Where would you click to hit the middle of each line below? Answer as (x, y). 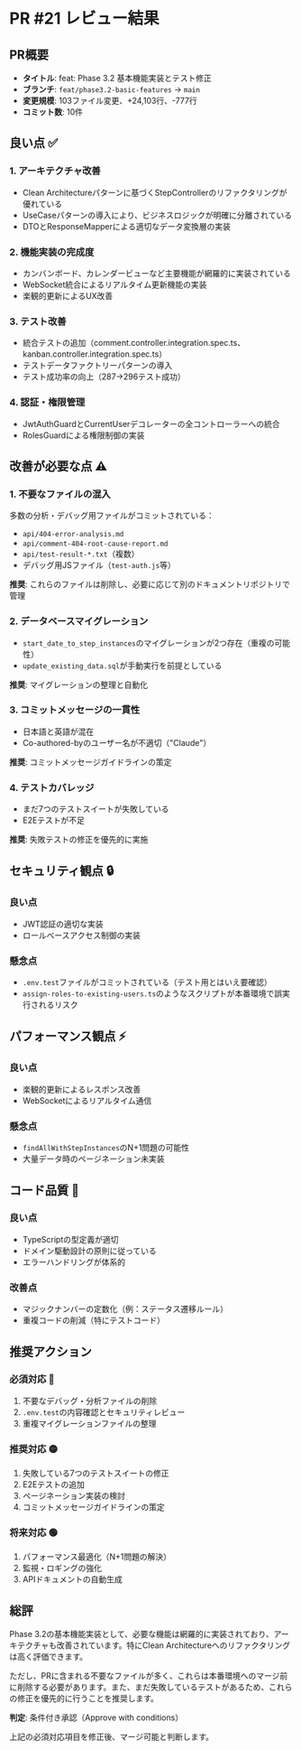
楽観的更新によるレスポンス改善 (82, 1089)
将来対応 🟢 (34, 1533)
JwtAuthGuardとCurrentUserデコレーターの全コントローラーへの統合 (151, 424)
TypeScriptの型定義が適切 (70, 1239)
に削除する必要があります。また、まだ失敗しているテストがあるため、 (139, 1687)
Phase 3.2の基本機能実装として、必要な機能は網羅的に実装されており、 (141, 1634)
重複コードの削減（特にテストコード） (93, 1320)
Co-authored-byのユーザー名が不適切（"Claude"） (117, 742)
